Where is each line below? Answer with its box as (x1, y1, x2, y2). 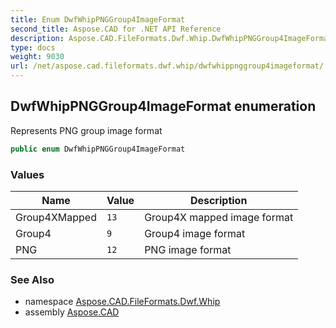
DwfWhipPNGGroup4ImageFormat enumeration (10, 98, 317, 115)
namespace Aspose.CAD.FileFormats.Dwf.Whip (24, 296, 221, 308)
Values (10, 167, 45, 181)
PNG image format (144, 242, 232, 256)
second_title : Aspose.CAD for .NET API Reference (10, 24, 222, 34)
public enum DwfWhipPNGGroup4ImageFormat (10, 144, 186, 154)
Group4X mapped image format (144, 210, 294, 224)
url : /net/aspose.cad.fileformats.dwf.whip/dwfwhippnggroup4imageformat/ (10, 61, 325, 71)
